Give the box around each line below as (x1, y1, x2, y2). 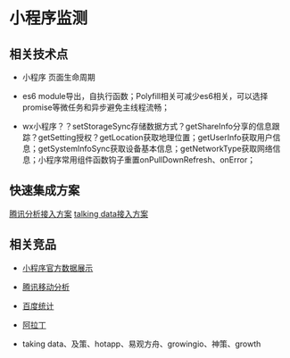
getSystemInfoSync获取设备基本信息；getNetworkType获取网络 (37, 144, 274, 154)
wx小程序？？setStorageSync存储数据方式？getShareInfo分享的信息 (21, 121, 272, 131)
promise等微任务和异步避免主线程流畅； (21, 102, 170, 112)
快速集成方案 (9, 183, 80, 198)
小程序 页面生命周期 (21, 72, 95, 82)
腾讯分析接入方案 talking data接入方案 (9, 208, 149, 219)
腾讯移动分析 (21, 281, 70, 292)
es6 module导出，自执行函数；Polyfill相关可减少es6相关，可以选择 (21, 91, 269, 101)
